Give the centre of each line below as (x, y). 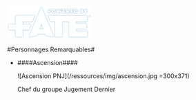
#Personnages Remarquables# (51, 49)
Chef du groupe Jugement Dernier (66, 89)
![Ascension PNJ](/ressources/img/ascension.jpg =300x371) (103, 76)
